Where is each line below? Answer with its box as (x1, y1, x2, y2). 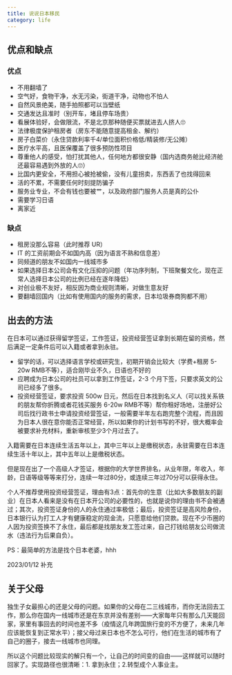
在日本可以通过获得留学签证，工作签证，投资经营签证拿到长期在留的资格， (7, 334, 219, 342)
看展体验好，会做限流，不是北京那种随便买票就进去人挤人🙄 (17, 118, 186, 127)
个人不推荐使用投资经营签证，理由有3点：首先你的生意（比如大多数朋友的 (7, 488, 217, 497)
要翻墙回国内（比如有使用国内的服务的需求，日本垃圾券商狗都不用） (17, 292, 211, 301)
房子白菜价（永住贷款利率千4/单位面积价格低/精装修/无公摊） (17, 136, 191, 144)
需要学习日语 (17, 196, 54, 204)
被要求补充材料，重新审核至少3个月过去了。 (17, 427, 143, 435)
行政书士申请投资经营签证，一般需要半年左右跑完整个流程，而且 (35, 409, 217, 418)
